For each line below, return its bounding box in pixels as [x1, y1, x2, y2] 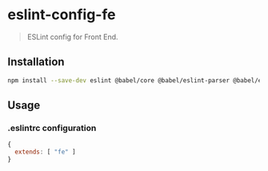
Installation [7, 55, 65, 69]
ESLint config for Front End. [26, 32, 118, 42]
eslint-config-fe [7, 6, 116, 24]
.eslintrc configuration [7, 122, 97, 133]
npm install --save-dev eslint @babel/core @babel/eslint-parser [7, 76, 230, 85]
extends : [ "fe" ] [14, 148, 77, 157]
